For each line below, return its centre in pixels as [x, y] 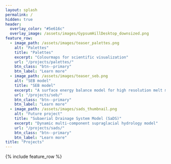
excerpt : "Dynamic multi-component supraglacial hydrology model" [86, 123]
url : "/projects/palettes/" [44, 62]
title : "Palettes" [34, 52]
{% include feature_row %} [34, 157]
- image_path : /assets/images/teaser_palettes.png [65, 43]
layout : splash [21, 10]
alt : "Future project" [38, 114]
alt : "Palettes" [32, 48]
